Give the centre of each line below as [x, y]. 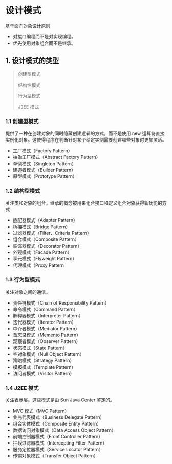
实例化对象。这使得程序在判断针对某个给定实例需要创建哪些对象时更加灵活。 [86, 140]
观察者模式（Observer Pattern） [47, 341]
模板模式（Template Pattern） [44, 367]
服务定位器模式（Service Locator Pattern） [58, 449]
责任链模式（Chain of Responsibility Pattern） [61, 302]
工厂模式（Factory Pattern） [42, 151]
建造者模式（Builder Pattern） [44, 170]
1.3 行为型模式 [23, 280]
